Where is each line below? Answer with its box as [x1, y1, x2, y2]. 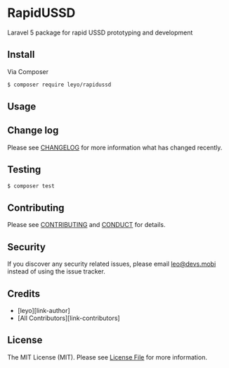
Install [7, 49, 35, 61]
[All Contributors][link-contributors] [17, 314, 121, 322]
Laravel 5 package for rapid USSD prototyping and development [7, 28, 193, 37]
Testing [7, 164, 41, 176]
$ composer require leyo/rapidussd [7, 81, 112, 88]
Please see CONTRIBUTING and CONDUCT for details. [7, 221, 166, 229]
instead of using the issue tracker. [7, 267, 105, 276]
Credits [7, 288, 41, 300]
